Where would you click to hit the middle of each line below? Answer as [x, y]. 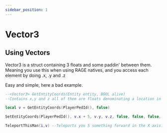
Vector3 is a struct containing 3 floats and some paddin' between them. [79, 65]
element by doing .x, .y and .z [36, 75]
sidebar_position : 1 [27, 10]
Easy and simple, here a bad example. [44, 85]
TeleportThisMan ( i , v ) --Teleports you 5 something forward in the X [78, 126]
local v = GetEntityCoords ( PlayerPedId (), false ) [58, 108]
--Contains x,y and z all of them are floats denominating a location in [83, 99]
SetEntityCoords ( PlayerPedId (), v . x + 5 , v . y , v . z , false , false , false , [83, 117]
